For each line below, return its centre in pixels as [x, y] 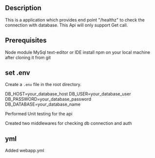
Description [23, 8]
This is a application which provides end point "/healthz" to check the [75, 20]
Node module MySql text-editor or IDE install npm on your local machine [77, 52]
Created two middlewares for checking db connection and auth [68, 123]
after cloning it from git [28, 57]
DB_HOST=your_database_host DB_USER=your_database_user [68, 94]
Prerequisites [26, 40]
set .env [18, 73]
